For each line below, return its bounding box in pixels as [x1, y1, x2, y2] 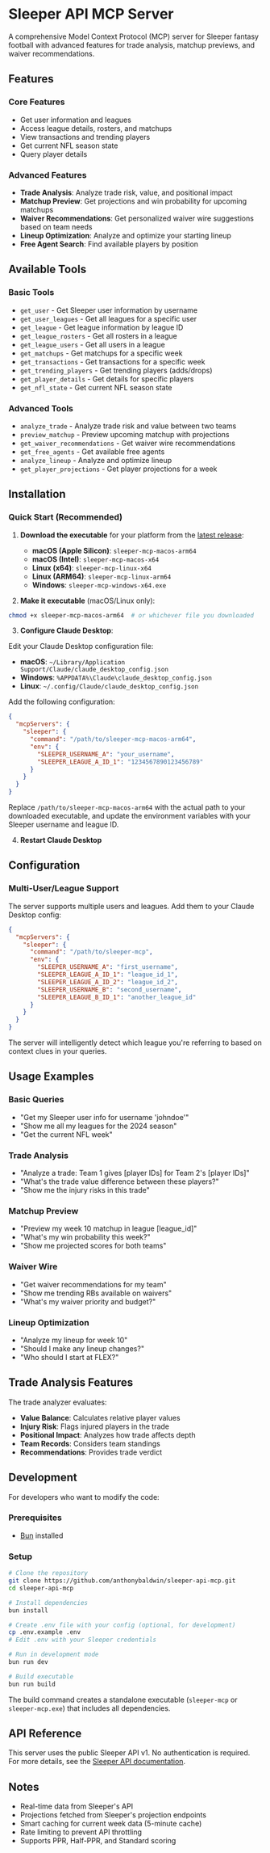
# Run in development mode [8, 1650, 99, 1659]
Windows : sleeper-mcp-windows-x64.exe [31, 579, 167, 590]
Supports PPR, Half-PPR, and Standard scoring [19, 1836, 177, 1846]
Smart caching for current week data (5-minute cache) [19, 1819, 202, 1829]
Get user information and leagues [19, 115, 131, 124]
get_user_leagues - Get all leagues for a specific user [19, 314, 197, 323]
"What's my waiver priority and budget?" [19, 1296, 156, 1306]
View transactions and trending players [19, 132, 151, 141]
